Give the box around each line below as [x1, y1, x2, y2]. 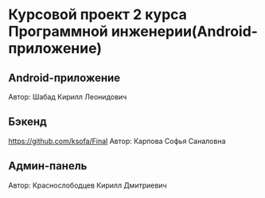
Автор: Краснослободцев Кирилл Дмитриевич [8, 181, 167, 190]
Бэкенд [8, 115, 48, 129]
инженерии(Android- [111, 22, 259, 41]
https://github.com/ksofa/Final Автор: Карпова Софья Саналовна [8, 136, 226, 146]
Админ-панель [8, 159, 88, 173]
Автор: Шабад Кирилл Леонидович [8, 92, 127, 101]
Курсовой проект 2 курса [8, 6, 187, 24]
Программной [8, 22, 109, 41]
